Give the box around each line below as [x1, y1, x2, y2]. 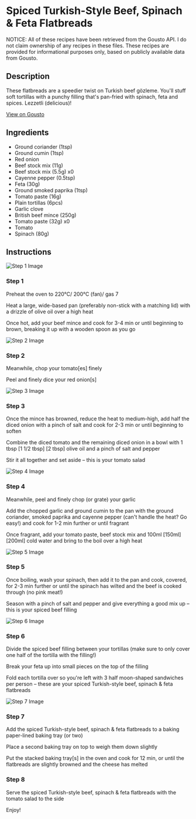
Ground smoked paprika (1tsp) [14, 186, 88, 193]
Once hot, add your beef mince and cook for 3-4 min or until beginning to [6, 319, 183, 326]
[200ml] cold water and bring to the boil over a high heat [6, 537, 143, 544]
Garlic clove [14, 205, 44, 212]
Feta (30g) [14, 180, 40, 188]
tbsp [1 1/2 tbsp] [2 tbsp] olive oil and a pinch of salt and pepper [6, 445, 160, 452]
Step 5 [6, 563, 25, 571]
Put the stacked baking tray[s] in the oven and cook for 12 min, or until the [6, 755, 184, 762]
